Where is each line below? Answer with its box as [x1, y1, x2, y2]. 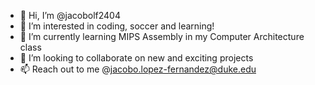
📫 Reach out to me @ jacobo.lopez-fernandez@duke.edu [19, 63, 257, 75]
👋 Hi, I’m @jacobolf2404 [19, 10, 121, 21]
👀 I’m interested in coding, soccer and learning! [19, 20, 215, 32]
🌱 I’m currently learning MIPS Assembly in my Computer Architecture [19, 31, 305, 42]
